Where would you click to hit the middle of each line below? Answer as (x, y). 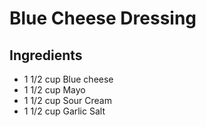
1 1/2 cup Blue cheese (68, 79)
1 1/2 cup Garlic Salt (64, 111)
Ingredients (46, 55)
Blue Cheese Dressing (103, 18)
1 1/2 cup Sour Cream (67, 100)
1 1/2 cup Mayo (54, 90)
